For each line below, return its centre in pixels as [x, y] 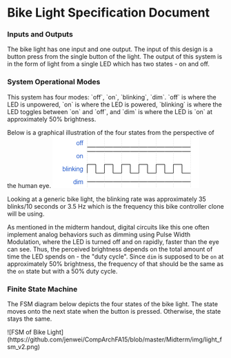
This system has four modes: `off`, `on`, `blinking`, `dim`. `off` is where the [112, 97]
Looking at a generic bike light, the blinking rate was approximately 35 [107, 199]
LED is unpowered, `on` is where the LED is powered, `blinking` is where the [115, 104]
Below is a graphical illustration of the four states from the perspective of [111, 132]
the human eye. [29, 185]
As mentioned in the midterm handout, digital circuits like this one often [108, 227]
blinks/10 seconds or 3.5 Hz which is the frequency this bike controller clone [115, 206]
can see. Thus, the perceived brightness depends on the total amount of [110, 249]
